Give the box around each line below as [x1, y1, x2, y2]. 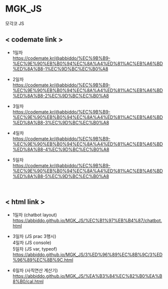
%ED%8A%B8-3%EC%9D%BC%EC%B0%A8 [12, 119, 109, 125]
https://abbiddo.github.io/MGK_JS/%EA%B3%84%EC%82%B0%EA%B [12, 273, 162, 279]
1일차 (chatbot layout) [12, 212, 57, 218]
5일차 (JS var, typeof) [12, 246, 57, 252]
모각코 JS [5, 20, 24, 26]
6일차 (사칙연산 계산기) [12, 267, 58, 273]
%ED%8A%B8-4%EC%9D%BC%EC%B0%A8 [12, 146, 109, 152]
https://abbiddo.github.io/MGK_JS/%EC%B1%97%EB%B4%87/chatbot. [12, 217, 162, 223]
